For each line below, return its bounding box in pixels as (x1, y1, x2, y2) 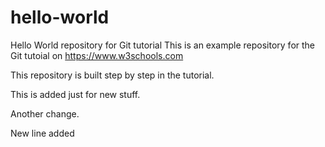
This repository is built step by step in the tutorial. (10, 69, 215, 81)
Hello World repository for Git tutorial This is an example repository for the (10, 39, 316, 51)
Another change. (10, 107, 80, 120)
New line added (10, 127, 75, 139)
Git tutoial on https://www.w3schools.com (10, 49, 184, 61)
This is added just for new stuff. (10, 88, 141, 100)
